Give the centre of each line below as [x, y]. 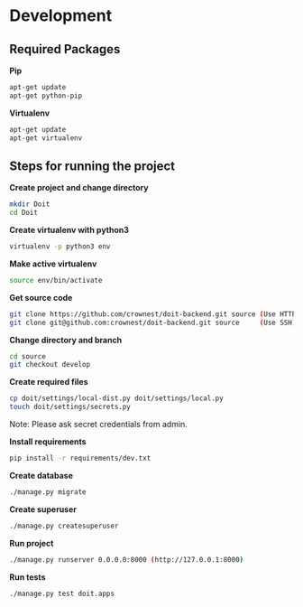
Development [61, 16]
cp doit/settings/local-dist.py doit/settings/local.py [116, 398]
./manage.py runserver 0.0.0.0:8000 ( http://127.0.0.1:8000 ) [127, 560]
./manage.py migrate [48, 492]
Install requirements [48, 442]
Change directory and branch [66, 340]
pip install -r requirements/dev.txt [80, 458]
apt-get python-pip [46, 96]
